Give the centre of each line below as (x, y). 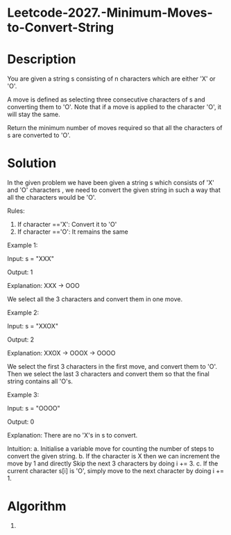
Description (42, 59)
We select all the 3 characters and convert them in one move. (95, 299)
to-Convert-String (61, 27)
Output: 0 (21, 422)
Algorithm (37, 506)
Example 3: (23, 395)
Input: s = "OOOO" (34, 408)
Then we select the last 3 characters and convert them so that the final (108, 374)
